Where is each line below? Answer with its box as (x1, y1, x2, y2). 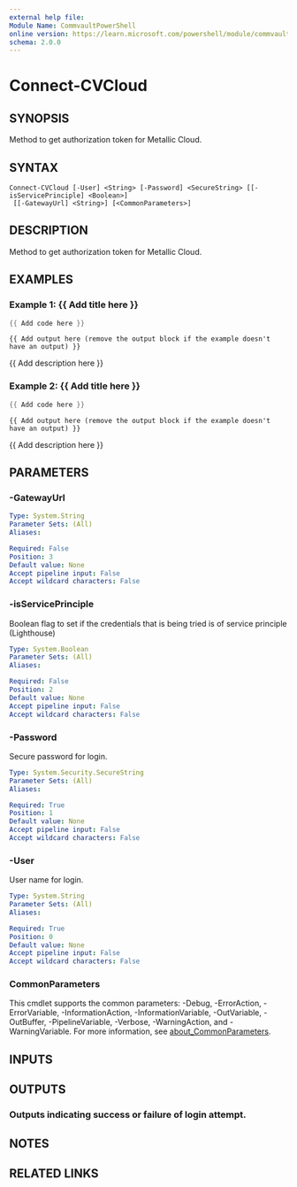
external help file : (9, 12, 86, 22)
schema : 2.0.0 (9, 37, 62, 47)
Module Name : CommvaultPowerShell (9, 21, 137, 30)
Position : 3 (9, 552, 53, 561)
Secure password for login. (9, 751, 108, 761)
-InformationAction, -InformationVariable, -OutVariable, (61, 1007, 263, 1018)
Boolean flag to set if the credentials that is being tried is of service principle (9, 618, 287, 628)
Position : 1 (9, 809, 53, 818)
